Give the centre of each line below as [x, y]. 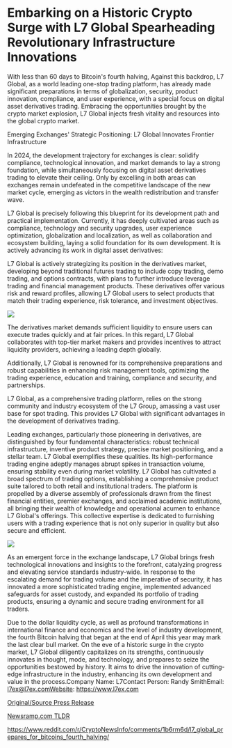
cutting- [213, 667]
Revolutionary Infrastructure [91, 42]
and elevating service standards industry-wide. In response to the [101, 572]
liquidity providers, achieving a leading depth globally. [84, 349]
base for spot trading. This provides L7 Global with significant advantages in [116, 413]
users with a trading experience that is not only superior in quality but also [113, 523]
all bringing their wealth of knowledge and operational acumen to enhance [114, 508]
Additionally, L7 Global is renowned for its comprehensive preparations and [115, 363]
